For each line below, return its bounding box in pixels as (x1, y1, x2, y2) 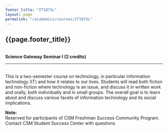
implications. (5, 100, 31, 106)
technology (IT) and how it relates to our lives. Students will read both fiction (5, 78, 162, 85)
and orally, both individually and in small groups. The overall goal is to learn (5, 89, 160, 95)
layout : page (5, 12, 32, 17)
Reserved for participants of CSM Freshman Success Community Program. (5, 115, 160, 121)
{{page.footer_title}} (5, 35, 71, 43)
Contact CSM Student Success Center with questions (5, 120, 115, 126)
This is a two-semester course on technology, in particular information (5, 73, 150, 79)
